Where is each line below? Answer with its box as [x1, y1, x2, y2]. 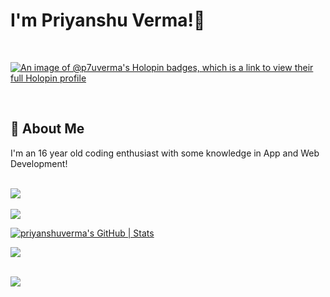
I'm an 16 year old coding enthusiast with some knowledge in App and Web [10, 147, 320, 159]
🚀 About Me [10, 120, 85, 138]
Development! [10, 157, 68, 169]
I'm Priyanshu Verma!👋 [10, 9, 206, 32]
